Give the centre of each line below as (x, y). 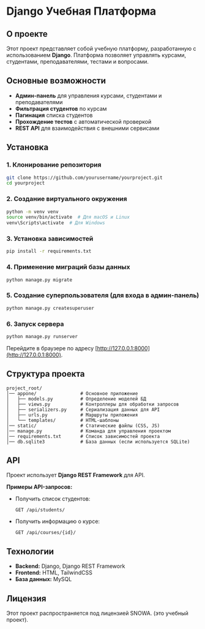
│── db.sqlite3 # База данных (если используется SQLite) (98, 442)
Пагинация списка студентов (54, 115)
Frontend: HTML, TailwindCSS (54, 573)
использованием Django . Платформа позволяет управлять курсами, (96, 55)
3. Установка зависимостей (50, 239)
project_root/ (24, 388)
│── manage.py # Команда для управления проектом (89, 431)
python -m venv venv (33, 212)
